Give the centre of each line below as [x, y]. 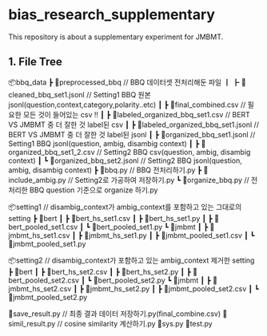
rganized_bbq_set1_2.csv [52, 152]
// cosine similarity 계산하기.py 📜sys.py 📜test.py [135, 323]
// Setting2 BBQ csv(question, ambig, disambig [173, 152]
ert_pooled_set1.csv [43, 227]
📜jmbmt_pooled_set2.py [48, 297]
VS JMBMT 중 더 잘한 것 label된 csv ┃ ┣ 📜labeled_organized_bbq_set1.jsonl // [134, 125]
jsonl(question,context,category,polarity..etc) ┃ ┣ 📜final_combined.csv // [127, 105]
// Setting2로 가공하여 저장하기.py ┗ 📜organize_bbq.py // [158, 180]
